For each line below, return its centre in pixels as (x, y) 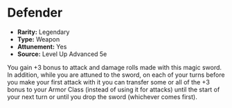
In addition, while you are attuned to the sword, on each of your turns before (116, 75)
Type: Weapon (38, 39)
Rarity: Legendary (43, 32)
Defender (35, 13)
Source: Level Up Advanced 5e (62, 54)
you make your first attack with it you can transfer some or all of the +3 (108, 82)
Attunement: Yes (42, 46)
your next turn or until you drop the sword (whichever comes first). (102, 97)
